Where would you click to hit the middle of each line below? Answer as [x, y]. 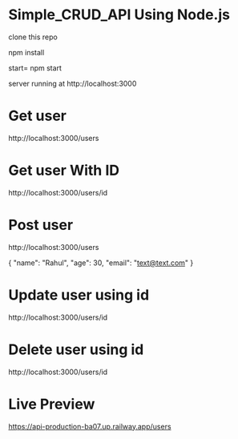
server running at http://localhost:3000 [73, 83]
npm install [26, 52]
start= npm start [35, 68]
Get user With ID [64, 171]
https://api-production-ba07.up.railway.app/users [90, 426]
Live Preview [52, 404]
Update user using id [79, 295]
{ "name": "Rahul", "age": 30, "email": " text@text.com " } [101, 263]
